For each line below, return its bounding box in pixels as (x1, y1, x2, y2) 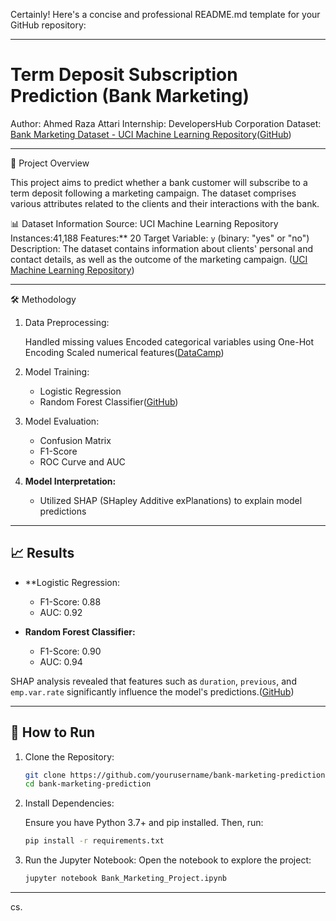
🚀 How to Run (10, 724, 96, 741)
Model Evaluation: (24, 415, 100, 427)
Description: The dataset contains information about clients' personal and (10, 242, 313, 254)
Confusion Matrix (39, 434, 112, 446)
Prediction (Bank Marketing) (10, 85, 250, 108)
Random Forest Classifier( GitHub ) (39, 395, 179, 408)
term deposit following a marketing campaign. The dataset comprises (10, 187, 297, 199)
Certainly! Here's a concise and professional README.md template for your (10, 9, 321, 20)
